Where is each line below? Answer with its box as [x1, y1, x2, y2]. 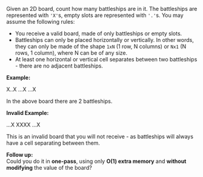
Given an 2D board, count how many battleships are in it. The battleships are [6, 5, 198, 12]
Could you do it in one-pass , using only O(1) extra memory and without [6, 158, 187, 165]
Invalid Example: [6, 109, 49, 116]
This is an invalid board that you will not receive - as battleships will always [6, 133, 194, 140]
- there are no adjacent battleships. [15, 62, 103, 69]
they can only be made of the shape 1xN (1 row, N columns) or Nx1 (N [15, 43, 187, 50]
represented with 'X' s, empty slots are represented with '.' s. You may [6, 12, 184, 19]
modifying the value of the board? [6, 164, 92, 171]
